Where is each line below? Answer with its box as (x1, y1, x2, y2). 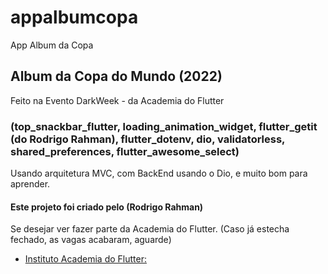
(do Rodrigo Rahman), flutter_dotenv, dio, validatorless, (10, 132, 286, 146)
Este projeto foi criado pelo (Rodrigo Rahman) (10, 201, 204, 213)
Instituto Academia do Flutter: (24, 253, 147, 265)
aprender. (10, 178, 51, 190)
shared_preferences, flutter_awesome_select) (10, 144, 240, 158)
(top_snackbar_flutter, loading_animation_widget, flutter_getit (10, 119, 318, 133)
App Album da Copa (10, 39, 94, 51)
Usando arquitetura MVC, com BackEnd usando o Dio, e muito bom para (10, 167, 308, 180)
